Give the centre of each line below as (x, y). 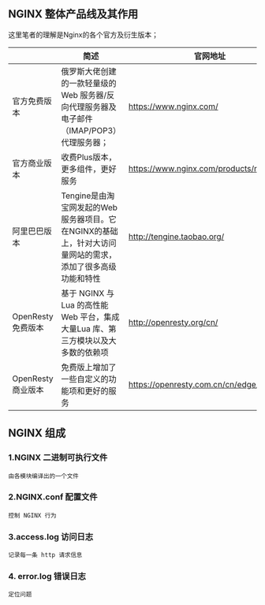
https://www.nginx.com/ (174, 106)
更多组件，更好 (89, 169)
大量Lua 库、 (85, 328)
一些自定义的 (85, 379)
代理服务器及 (93, 106)
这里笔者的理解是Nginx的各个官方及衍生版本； (84, 35)
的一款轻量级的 (89, 83)
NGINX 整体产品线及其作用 (73, 14)
